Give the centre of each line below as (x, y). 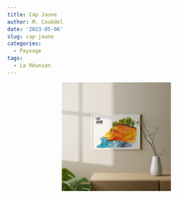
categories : (24, 44)
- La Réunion (32, 66)
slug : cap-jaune (30, 37)
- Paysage (27, 51)
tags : (15, 59)
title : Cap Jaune (32, 14)
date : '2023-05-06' (35, 29)
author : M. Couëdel (35, 22)
